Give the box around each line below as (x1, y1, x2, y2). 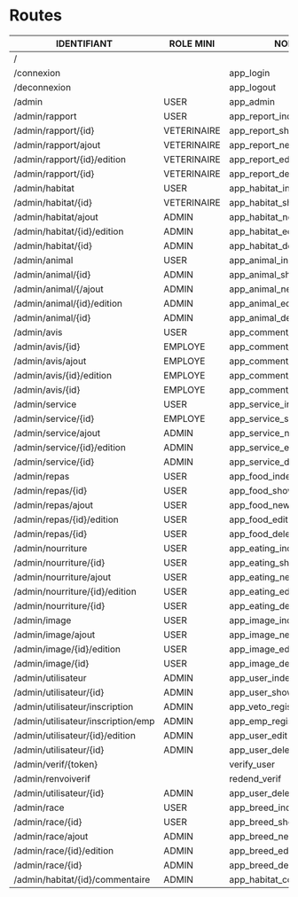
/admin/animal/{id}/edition (13, 297, 122, 309)
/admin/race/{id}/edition (13, 844, 114, 856)
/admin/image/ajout (13, 628, 96, 641)
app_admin (229, 95, 275, 107)
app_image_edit (229, 643, 295, 655)
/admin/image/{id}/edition (13, 643, 122, 655)
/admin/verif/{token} (13, 758, 98, 770)
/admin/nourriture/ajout (13, 571, 112, 583)
